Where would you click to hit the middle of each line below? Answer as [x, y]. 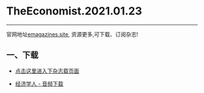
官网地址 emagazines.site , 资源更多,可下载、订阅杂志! [72, 34]
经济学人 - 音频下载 [39, 83]
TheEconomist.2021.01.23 [74, 11]
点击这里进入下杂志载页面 [47, 71]
